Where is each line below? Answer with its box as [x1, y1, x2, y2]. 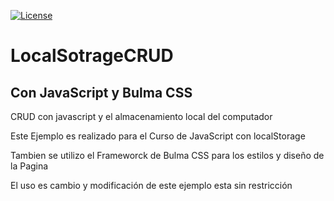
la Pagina [10, 160, 49, 172]
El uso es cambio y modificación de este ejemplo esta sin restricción [10, 180, 293, 191]
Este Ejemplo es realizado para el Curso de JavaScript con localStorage [10, 130, 306, 142]
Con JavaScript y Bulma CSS [10, 84, 193, 101]
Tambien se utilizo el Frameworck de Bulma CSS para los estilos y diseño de [10, 150, 325, 161]
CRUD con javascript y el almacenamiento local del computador [10, 111, 273, 122]
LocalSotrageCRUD [10, 45, 174, 67]
